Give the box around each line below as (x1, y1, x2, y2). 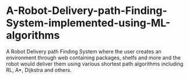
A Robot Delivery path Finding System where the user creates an (6, 48, 162, 55)
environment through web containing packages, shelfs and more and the (6, 54, 181, 61)
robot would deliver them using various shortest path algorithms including (6, 60, 184, 67)
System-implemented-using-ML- (6, 16, 171, 30)
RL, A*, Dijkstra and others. (6, 66, 72, 73)
